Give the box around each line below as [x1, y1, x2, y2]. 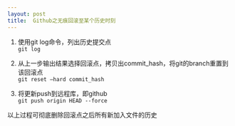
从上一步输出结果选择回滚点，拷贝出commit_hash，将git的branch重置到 [17, 58, 229, 68]
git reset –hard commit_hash [17, 75, 105, 83]
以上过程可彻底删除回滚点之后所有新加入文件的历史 [7, 110, 157, 119]
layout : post [7, 10, 46, 18]
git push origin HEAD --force [17, 97, 108, 104]
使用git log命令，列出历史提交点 [17, 37, 112, 46]
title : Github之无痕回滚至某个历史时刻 [7, 17, 116, 24]
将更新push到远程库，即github [17, 89, 108, 98]
